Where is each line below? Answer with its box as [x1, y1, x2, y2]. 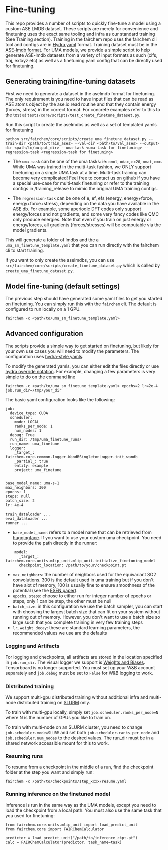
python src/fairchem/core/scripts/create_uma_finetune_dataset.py [5, 136, 147, 141]
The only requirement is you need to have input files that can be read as [5, 96, 154, 102]
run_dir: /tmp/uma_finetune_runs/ [10, 437, 82, 442]
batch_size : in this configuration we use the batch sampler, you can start [12, 603, 163, 610]
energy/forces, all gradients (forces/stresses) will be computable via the [12, 222, 161, 228]
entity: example [14, 463, 49, 468]
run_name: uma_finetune [10, 441, 59, 447]
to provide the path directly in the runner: [12, 540, 98, 546]
